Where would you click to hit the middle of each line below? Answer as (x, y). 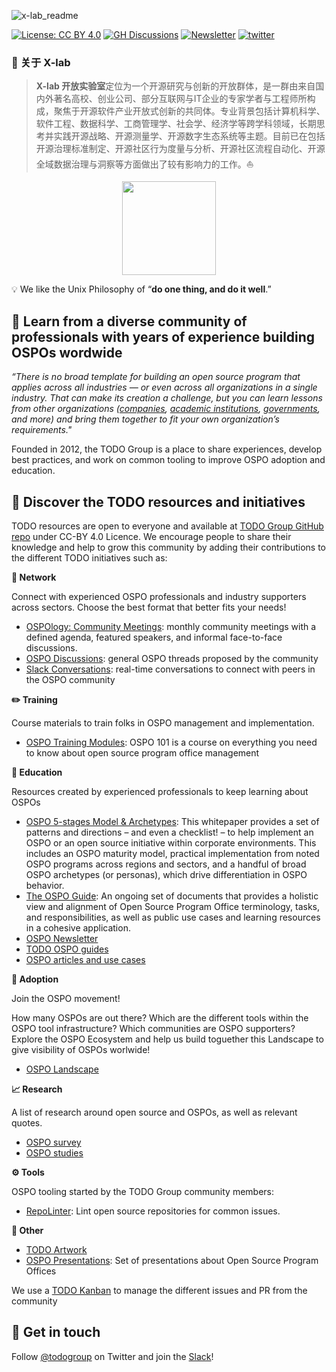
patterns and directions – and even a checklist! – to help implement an (169, 832)
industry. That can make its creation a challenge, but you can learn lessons (167, 398)
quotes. (27, 1122)
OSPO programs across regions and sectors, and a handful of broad (166, 864)
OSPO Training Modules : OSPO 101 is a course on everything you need (171, 742)
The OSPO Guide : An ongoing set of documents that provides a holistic (172, 896)
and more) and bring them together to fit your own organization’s (145, 419)
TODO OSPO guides (67, 949)
